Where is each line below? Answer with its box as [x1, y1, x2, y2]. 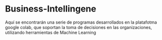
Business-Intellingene [5, 3, 97, 14]
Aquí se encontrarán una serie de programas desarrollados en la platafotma [5, 19, 157, 25]
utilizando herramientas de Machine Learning [5, 29, 97, 35]
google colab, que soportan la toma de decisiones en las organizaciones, [5, 24, 152, 30]
